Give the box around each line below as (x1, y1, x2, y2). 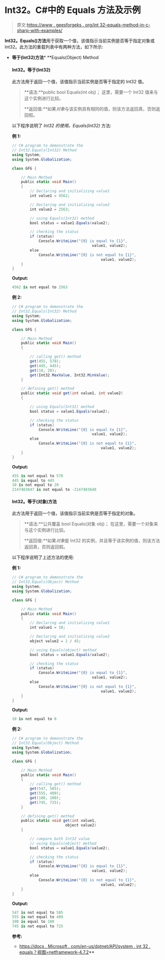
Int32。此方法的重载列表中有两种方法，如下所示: (4, 44, 104, 50)
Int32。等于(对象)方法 (11, 498, 57, 504)
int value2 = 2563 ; (30, 207, 70, 212)
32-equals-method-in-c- (100, 22, 151, 28)
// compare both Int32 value (30, 837, 90, 841)
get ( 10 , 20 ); (30, 368, 57, 373)
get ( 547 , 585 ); (30, 786, 61, 791)
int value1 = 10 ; (30, 625, 65, 630)
